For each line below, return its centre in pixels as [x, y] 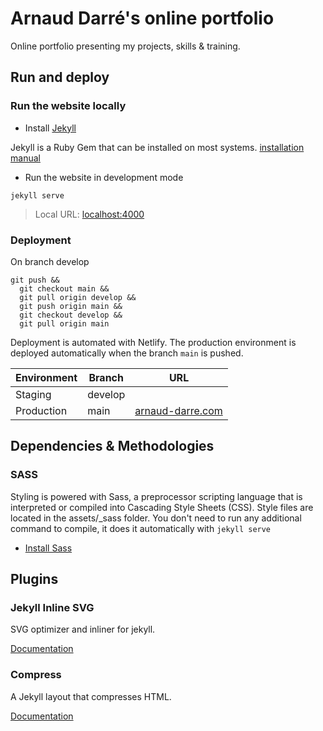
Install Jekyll [50, 128]
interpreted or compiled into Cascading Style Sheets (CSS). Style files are [162, 507]
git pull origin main [64, 323]
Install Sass [48, 548]
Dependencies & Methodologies [112, 446]
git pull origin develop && [78, 297]
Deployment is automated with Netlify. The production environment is [153, 342]
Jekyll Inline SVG [52, 607]
